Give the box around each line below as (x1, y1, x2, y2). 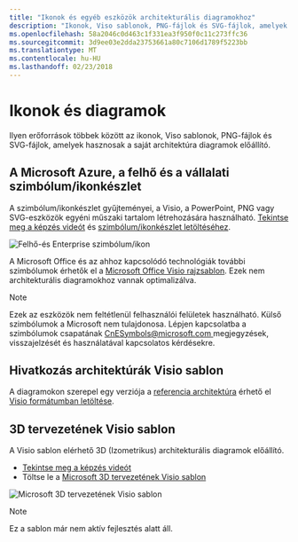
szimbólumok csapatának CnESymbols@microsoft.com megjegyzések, (9, 327, 269, 338)
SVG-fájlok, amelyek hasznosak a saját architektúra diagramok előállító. (9, 139, 271, 150)
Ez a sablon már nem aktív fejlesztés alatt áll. (9, 523, 173, 534)
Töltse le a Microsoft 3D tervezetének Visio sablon (21, 472, 207, 483)
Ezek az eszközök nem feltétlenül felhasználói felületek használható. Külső (9, 309, 282, 319)
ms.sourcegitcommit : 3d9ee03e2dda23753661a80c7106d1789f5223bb (9, 37, 248, 47)
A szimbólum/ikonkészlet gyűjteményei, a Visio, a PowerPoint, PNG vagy (9, 202, 275, 213)
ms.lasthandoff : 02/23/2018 (9, 63, 114, 72)
